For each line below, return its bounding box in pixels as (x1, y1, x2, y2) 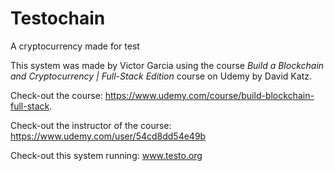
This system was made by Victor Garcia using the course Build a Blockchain (10, 59, 325, 71)
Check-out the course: (10, 89, 103, 101)
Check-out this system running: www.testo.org (10, 149, 203, 161)
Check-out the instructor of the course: (10, 119, 172, 131)
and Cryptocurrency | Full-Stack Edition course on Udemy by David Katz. (10, 70, 312, 82)
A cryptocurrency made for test (10, 40, 140, 52)
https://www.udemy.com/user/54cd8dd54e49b (10, 130, 207, 142)
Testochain (10, 7, 106, 30)
